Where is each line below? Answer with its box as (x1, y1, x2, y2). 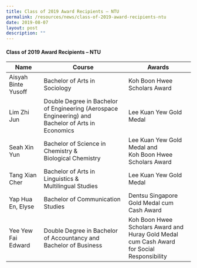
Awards (147, 63, 169, 71)
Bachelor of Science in (43, 140, 106, 148)
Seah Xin (9, 143, 34, 152)
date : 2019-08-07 (6, 19, 49, 25)
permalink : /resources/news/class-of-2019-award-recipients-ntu (6, 14, 167, 20)
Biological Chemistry (43, 154, 101, 163)
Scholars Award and (128, 223, 184, 231)
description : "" (6, 30, 46, 36)
